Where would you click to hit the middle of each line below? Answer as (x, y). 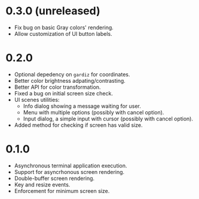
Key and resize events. (42, 184)
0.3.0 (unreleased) (53, 11)
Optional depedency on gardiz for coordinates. (72, 74)
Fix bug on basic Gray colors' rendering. (64, 27)
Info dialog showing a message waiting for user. (82, 106)
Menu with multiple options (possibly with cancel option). (94, 112)
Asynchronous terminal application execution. (71, 166)
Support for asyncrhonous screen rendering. (69, 172)
